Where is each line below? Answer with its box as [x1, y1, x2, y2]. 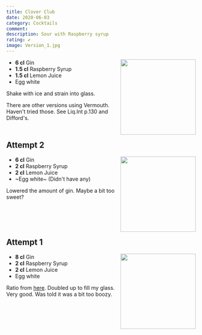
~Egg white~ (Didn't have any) [14, 175, 91, 183]
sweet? [6, 193, 24, 201]
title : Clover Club [6, 8, 55, 15]
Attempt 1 [6, 237, 43, 248]
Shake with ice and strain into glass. [6, 90, 96, 97]
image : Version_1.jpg [6, 43, 61, 49]
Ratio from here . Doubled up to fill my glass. [6, 284, 115, 291]
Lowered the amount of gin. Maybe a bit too [6, 187, 115, 194]
